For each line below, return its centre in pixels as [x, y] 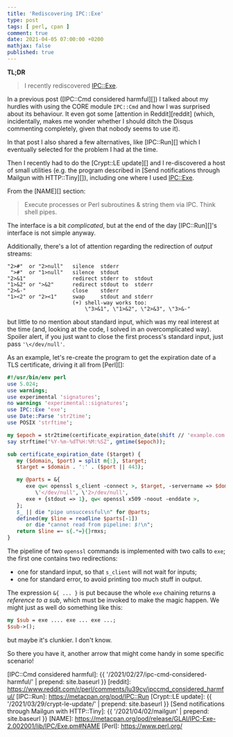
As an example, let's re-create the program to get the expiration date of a [112, 357]
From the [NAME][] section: [46, 191]
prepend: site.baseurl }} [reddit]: [85, 681]
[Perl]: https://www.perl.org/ [142, 726]
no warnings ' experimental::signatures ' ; [68, 404]
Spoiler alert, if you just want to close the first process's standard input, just [115, 336]
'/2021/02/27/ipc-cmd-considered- [157, 674]
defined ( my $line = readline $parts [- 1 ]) [77, 518]
